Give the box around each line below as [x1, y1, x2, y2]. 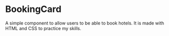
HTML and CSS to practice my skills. [5, 25, 81, 31]
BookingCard [5, 3, 62, 15]
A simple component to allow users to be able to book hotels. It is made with [5, 20, 164, 26]
